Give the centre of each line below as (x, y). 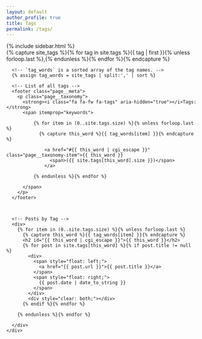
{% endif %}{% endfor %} (54, 304)
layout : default (27, 12)
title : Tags (21, 23)
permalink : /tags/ (29, 29)
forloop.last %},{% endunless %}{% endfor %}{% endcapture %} (88, 59)
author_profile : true (34, 18)
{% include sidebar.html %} (41, 46)
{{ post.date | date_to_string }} (82, 283)
